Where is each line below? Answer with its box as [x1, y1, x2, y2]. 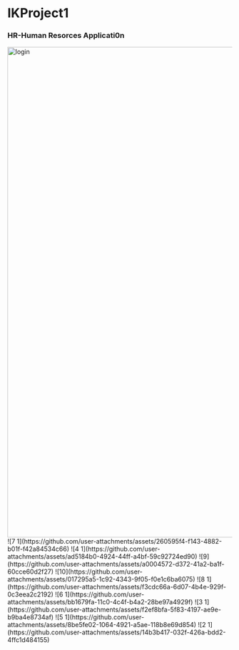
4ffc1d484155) [7, 636, 50, 644]
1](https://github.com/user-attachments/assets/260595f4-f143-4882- [16, 537, 223, 546]
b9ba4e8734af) [7, 613, 54, 621]
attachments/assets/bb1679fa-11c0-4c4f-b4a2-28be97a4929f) [7, 598, 193, 606]
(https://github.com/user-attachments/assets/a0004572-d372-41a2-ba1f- [7, 560, 225, 569]
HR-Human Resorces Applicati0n [7, 31, 125, 41]
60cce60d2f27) [7, 567, 54, 576]
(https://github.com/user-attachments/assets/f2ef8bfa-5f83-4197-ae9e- [7, 605, 221, 614]
